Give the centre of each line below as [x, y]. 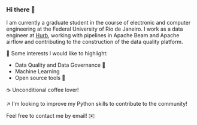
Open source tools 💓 [40, 78]
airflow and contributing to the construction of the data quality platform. [95, 42]
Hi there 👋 [21, 10]
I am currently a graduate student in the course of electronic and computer [99, 23]
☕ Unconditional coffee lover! [43, 90]
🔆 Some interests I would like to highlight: [57, 53]
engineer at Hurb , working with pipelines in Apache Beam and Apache [93, 35]
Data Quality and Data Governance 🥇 [60, 65]
